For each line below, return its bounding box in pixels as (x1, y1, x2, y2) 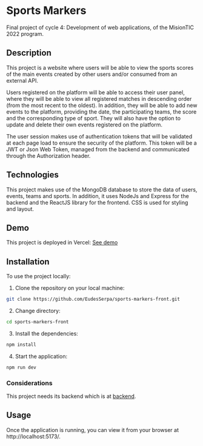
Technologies (6, 170, 59, 180)
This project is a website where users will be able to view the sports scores (6, 64, 194, 71)
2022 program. (6, 30, 44, 37)
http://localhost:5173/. (6, 433, 61, 440)
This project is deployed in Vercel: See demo (6, 239, 118, 246)
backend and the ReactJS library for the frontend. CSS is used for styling (6, 199, 188, 206)
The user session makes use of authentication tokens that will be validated (6, 132, 193, 140)
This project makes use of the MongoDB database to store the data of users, (6, 186, 198, 193)
